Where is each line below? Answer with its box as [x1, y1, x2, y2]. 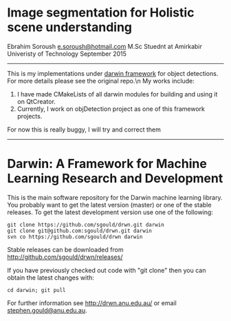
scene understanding [7, 19, 133, 35]
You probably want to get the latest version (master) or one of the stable [7, 200, 212, 209]
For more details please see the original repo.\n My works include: [7, 76, 195, 85]
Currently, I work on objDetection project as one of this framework [16, 105, 205, 113]
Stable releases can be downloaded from [7, 245, 124, 253]
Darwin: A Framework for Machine [7, 156, 208, 172]
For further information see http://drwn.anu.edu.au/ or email [7, 298, 177, 307]
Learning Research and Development [7, 171, 223, 187]
